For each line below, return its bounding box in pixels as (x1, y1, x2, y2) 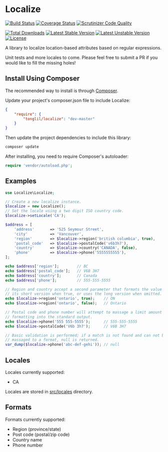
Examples (5, 177, 36, 186)
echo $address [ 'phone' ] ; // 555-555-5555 (5, 278, 111, 283)
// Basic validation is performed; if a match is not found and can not (5, 333, 160, 338)
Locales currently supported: (5, 369, 65, 375)
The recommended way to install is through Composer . (5, 88, 118, 94)
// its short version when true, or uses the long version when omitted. (5, 291, 162, 296)
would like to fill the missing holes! (5, 60, 76, 66)
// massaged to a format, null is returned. (5, 337, 99, 342)
